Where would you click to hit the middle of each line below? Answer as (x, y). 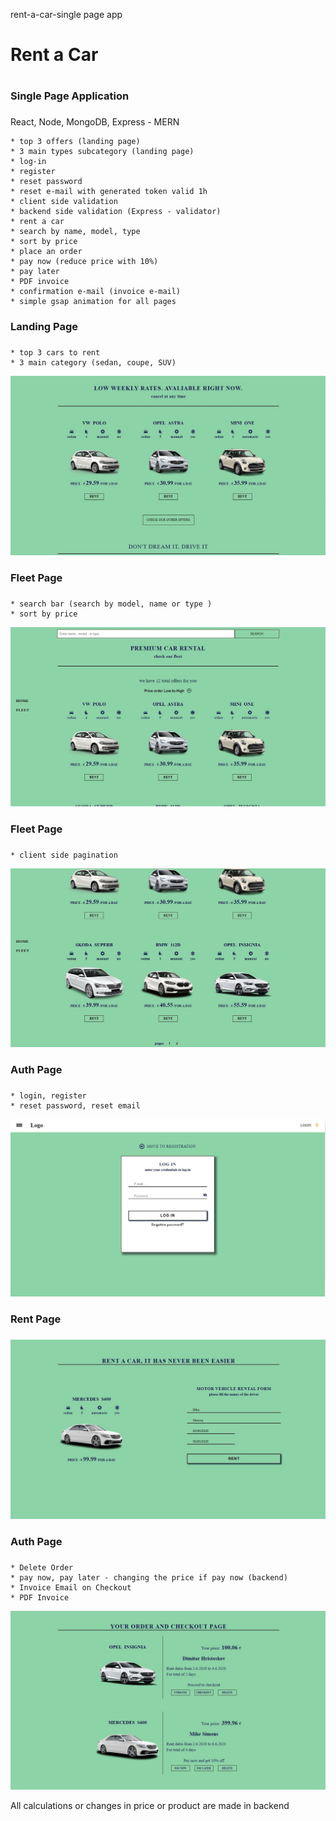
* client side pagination (64, 855)
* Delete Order (42, 1567)
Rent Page (36, 1319)
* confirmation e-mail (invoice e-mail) (96, 292)
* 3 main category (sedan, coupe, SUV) (93, 363)
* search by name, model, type (75, 232)
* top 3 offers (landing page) (75, 142)
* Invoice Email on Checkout (71, 1587)
